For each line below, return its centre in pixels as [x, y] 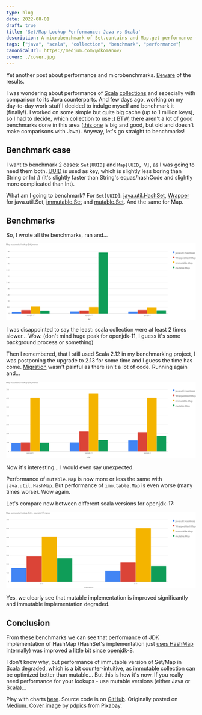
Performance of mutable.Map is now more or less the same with [84, 479]
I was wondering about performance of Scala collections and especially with [101, 93]
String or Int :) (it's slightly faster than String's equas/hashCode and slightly [99, 177]
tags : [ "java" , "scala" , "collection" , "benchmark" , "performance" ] [94, 44]
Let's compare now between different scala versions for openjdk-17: [90, 503]
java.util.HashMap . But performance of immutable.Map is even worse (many [99, 485]
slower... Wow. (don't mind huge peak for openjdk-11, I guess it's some [93, 336]
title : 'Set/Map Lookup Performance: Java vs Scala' [74, 32]
